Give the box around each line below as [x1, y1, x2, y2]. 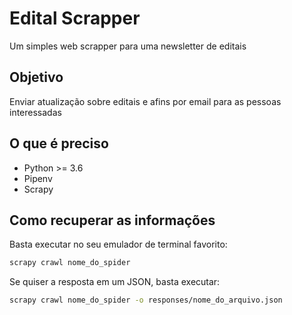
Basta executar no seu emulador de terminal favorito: [9, 238, 228, 251]
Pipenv [23, 172, 53, 184]
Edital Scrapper [9, 7, 141, 30]
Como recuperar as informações [9, 212, 216, 229]
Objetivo [9, 69, 64, 86]
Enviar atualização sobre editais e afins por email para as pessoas [9, 95, 282, 107]
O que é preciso [9, 135, 109, 152]
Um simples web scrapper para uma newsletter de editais [9, 40, 247, 52]
